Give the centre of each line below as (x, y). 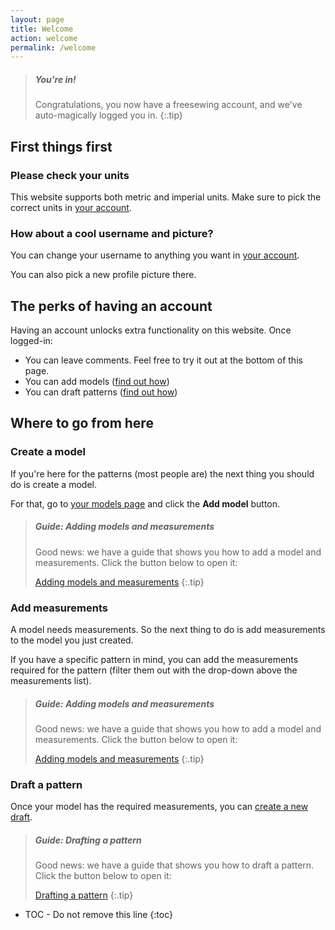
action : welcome (44, 38)
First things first (61, 146)
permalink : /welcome (53, 47)
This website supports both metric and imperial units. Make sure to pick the (166, 197)
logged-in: (31, 341)
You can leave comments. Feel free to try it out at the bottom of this (163, 360)
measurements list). (51, 680)
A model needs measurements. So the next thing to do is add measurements (168, 629)
